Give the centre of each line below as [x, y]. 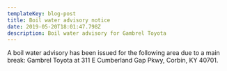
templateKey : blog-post [42, 14]
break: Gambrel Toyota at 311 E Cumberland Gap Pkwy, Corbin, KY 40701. [113, 61]
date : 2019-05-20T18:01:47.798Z [54, 26]
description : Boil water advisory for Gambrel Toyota [87, 33]
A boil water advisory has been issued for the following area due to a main [114, 53]
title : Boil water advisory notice [59, 20]
